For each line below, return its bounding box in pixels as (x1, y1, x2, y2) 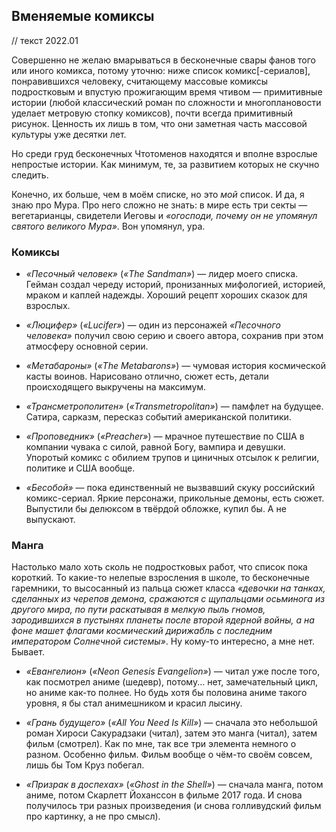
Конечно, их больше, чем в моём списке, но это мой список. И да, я (11, 188, 305, 200)
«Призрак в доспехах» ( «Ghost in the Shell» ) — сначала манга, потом (25, 779, 324, 791)
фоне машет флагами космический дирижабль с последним (11, 625, 273, 637)
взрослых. (25, 300, 71, 312)
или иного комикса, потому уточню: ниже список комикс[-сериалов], (11, 64, 311, 76)
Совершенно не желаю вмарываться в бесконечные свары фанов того (11, 54, 316, 66)
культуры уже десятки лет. (11, 128, 127, 140)
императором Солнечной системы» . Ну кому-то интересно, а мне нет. (11, 635, 315, 648)
